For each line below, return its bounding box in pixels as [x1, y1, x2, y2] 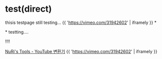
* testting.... [5, 29, 29, 35]
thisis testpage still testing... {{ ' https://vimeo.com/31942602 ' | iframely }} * [5, 20, 157, 25]
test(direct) [5, 3, 52, 15]
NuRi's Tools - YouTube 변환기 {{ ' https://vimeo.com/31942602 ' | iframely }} [5, 48, 158, 54]
